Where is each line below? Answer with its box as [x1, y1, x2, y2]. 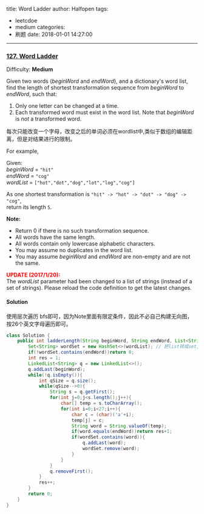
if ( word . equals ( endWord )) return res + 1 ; [71, 429, 172, 435]
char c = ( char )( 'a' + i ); [71, 411, 135, 418]
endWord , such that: [6, 91, 58, 98]
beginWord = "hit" [6, 166, 54, 173]
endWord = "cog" [6, 172, 50, 180]
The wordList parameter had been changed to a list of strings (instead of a [6, 278, 192, 285]
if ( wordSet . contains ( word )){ [71, 434, 146, 440]
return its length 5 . [6, 203, 52, 211]
